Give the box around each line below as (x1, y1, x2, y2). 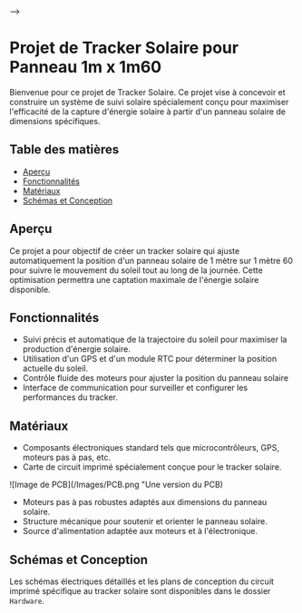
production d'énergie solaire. (22, 344, 132, 355)
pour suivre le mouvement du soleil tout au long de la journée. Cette (9, 265, 263, 276)
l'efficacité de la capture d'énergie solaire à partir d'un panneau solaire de (9, 106, 287, 117)
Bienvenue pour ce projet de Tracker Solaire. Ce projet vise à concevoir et (9, 86, 286, 97)
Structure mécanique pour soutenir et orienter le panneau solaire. (22, 516, 268, 527)
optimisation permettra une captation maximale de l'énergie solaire (9, 274, 259, 285)
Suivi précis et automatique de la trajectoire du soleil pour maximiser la (22, 334, 287, 345)
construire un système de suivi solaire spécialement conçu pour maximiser (9, 96, 289, 107)
